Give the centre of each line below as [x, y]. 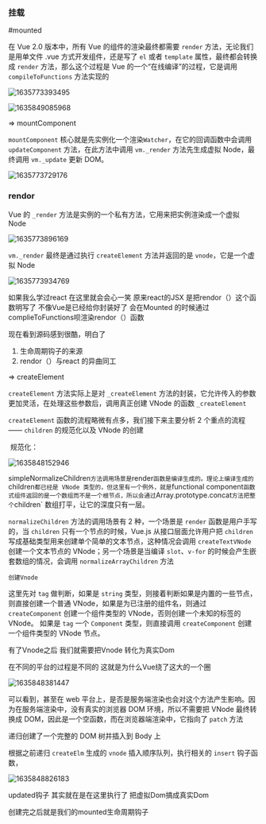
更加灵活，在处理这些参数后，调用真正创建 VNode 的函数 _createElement [127, 403]
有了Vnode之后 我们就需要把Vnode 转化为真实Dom [91, 650]
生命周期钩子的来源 [51, 350]
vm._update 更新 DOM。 [69, 160]
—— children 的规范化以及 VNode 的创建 [76, 430]
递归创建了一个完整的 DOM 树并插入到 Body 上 [85, 736]
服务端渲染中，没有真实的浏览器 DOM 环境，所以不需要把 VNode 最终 [136, 709]
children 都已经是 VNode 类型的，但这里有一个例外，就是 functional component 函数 [132, 486]
